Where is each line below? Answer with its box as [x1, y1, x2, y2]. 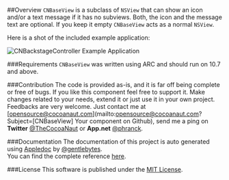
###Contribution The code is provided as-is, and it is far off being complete [7, 81, 220, 88]
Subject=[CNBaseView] [7, 117, 74, 125]
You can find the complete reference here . [7, 152, 126, 160]
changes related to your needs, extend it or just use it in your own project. [7, 95, 215, 103]
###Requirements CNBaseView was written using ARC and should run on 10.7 [7, 60, 221, 68]
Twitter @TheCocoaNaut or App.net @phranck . [7, 125, 144, 132]
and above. [7, 68, 39, 75]
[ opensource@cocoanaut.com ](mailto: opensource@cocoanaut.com [7, 110, 200, 118]
